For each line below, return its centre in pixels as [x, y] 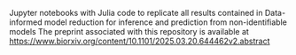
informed [26, 22]
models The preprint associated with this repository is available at [129, 31]
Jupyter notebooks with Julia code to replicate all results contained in [136, 13]
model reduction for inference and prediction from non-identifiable [166, 22]
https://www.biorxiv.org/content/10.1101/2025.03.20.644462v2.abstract [140, 41]
